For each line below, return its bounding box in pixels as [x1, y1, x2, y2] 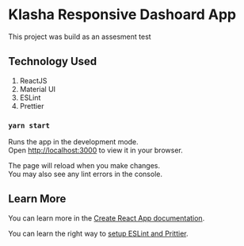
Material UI [19, 84, 56, 94]
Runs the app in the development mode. [8, 137, 139, 147]
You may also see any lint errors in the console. [8, 169, 162, 179]
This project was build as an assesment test [8, 32, 152, 41]
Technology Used [8, 55, 97, 68]
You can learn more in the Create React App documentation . [8, 213, 205, 223]
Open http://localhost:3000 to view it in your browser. [8, 145, 184, 156]
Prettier [19, 101, 44, 110]
